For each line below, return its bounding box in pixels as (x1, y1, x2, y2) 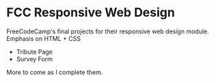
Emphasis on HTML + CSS (6, 34, 81, 42)
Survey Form (16, 54, 53, 63)
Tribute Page (16, 48, 53, 56)
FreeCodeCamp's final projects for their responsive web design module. (6, 27, 209, 35)
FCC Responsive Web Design (6, 5, 175, 20)
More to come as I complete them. (6, 68, 103, 76)
